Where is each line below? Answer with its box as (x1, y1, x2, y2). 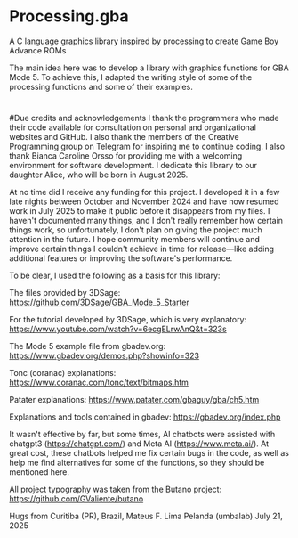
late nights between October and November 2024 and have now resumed (9, 196, 279, 207)
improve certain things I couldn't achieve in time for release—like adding (9, 243, 274, 255)
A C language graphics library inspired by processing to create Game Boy (9, 36, 279, 46)
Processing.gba (9, 6, 129, 27)
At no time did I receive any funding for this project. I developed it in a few (9, 187, 280, 198)
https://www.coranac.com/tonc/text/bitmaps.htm (9, 377, 189, 388)
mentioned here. (9, 467, 69, 477)
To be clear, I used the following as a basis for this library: (9, 270, 221, 281)
